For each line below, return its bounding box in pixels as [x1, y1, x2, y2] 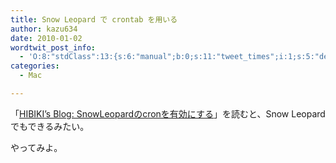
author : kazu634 [10, 24, 78, 34]
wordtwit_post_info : [10, 42, 97, 53]
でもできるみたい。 [10, 120, 90, 132]
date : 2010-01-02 [10, 33, 83, 43]
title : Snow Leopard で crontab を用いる [10, 14, 178, 25]
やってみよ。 [10, 141, 63, 153]
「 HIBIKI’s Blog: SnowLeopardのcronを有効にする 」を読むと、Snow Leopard [10, 107, 326, 120]
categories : [10, 61, 60, 71]
